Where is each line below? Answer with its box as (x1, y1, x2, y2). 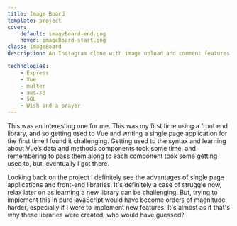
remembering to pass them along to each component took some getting (7, 152, 218, 160)
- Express (20, 69, 50, 77)
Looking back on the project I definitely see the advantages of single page (7, 173, 225, 181)
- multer (20, 82, 46, 89)
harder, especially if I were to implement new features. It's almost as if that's (7, 203, 231, 211)
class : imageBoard (7, 43, 62, 50)
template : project (7, 17, 62, 24)
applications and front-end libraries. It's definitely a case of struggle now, (7, 181, 222, 188)
